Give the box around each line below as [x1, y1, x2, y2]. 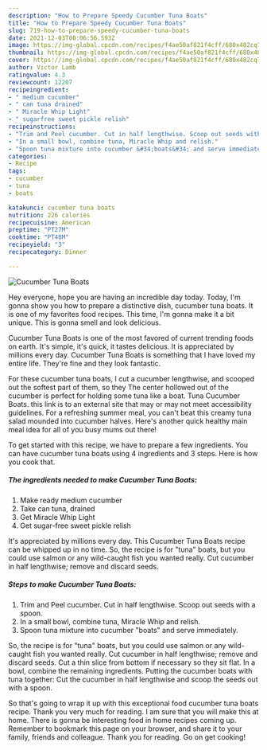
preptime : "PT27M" [8, 226, 69, 234]
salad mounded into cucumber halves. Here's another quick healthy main [8, 416, 248, 426]
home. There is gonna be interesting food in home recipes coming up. [8, 715, 237, 725]
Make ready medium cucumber [19, 495, 123, 505]
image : [8, 41, 30, 49]
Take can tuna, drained [19, 503, 95, 514]
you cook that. [8, 457, 56, 467]
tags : [8, 167, 26, 175]
